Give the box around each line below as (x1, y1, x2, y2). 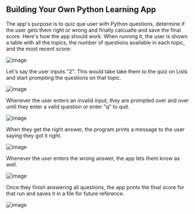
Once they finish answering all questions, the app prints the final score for (6, 184, 184, 191)
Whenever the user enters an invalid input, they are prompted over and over (6, 97, 189, 104)
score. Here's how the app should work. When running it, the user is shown (6, 32, 188, 40)
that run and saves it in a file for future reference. (6, 190, 125, 197)
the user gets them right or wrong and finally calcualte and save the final (6, 26, 182, 33)
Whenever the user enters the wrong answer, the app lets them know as (6, 155, 180, 162)
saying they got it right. (6, 132, 62, 139)
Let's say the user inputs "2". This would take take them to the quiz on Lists (6, 67, 188, 75)
